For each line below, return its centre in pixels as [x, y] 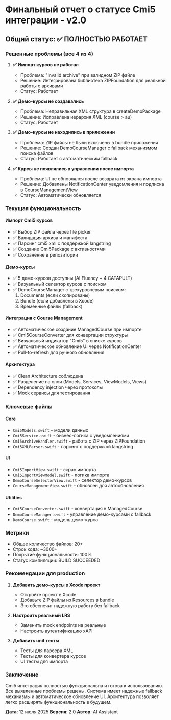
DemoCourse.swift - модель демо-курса [55, 520]
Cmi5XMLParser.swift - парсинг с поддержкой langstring [73, 446]
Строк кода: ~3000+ [35, 549]
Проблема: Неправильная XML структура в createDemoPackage [90, 111]
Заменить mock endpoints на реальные [63, 625]
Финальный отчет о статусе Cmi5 [80, 9]
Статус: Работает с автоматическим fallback [69, 158]
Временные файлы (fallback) [51, 306]
